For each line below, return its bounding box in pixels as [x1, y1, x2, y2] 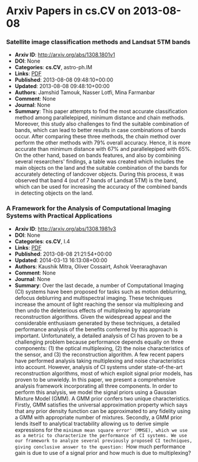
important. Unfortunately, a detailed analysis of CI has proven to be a [14, 332, 183, 339]
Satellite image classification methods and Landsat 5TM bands [6, 38, 191, 46]
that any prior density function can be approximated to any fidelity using [14, 407, 191, 415]
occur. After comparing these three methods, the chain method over [14, 133, 181, 140]
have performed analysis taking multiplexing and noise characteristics [14, 357, 186, 364]
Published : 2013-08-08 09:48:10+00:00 [14, 76, 113, 83]
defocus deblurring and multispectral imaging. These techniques [14, 294, 173, 301]
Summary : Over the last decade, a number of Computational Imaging [14, 282, 184, 289]
